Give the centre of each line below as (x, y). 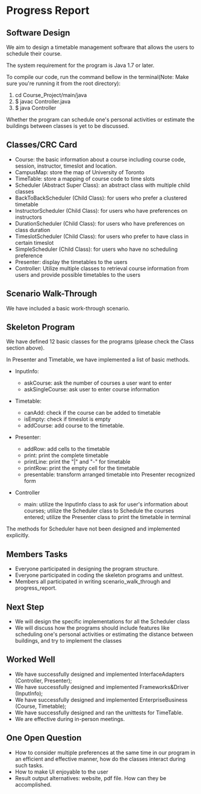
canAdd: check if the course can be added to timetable (92, 413)
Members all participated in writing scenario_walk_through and (93, 582)
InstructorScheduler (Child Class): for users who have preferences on (101, 210)
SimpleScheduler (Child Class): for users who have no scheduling (96, 249)
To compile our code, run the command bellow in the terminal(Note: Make (98, 77)
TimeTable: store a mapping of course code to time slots (85, 178)
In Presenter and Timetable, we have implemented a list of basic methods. (98, 360)
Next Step (25, 607)
